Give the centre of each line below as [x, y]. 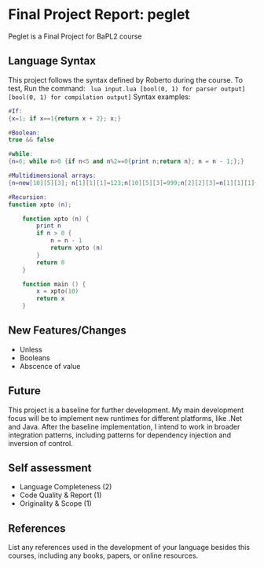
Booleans [35, 358]
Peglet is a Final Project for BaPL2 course [75, 36]
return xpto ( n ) [77, 248]
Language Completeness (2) [66, 487]
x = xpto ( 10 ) [58, 291]
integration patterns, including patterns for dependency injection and [120, 435]
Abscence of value [50, 366]
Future [25, 391]
